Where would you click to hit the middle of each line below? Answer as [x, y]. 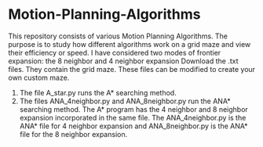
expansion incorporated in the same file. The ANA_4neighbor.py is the [133, 117]
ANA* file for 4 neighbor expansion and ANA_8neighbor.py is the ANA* [134, 126]
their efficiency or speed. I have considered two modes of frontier [115, 52]
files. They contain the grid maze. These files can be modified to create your [132, 69]
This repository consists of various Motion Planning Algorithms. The [118, 36]
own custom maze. [39, 77]
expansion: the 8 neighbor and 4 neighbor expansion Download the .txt [123, 61]
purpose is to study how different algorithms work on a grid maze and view [130, 44]
